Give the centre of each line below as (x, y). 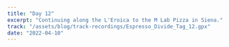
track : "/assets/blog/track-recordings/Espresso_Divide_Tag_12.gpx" (109, 26)
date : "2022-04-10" (36, 33)
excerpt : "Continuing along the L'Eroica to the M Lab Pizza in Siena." (115, 20)
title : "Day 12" (31, 13)
